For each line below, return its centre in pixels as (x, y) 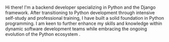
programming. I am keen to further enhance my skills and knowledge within (84, 23)
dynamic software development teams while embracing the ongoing (76, 29)
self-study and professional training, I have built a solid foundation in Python (85, 18)
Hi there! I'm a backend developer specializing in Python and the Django (80, 7)
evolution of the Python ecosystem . (43, 34)
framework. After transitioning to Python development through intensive (80, 13)
